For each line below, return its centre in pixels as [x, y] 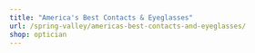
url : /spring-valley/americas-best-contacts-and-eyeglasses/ [128, 26]
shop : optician [38, 34]
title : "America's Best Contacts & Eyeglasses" [102, 18]
